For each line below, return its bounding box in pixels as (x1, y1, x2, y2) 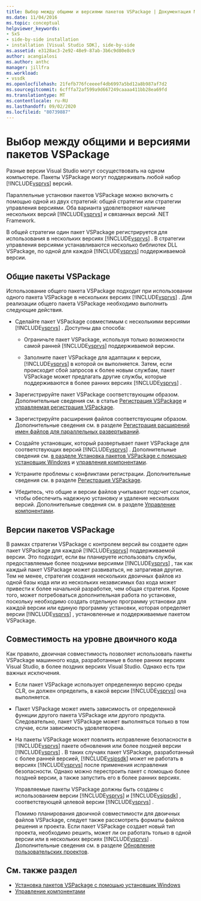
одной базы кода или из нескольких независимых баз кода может (6, 578, 176, 586)
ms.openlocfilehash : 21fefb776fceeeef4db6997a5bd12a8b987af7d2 (6, 81, 167, 87)
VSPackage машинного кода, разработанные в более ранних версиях (6, 656, 185, 663)
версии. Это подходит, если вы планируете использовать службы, (6, 553, 177, 560)
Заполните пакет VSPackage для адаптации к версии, (23, 354, 162, 361)
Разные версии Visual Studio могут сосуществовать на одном (6, 167, 165, 174)
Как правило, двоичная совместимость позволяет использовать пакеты (6, 650, 193, 657)
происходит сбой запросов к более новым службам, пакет (23, 366, 175, 374)
